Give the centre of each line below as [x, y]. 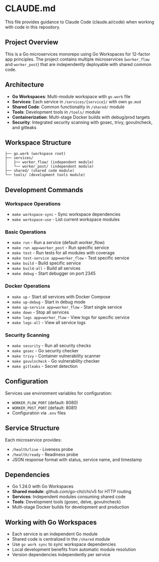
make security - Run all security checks [51, 346]
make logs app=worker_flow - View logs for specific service [71, 317]
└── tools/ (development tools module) [45, 175]
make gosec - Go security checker [45, 350]
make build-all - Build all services [46, 268]
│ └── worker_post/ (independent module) [50, 166]
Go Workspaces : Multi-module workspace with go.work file [71, 96]
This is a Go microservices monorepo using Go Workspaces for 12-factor [78, 54]
